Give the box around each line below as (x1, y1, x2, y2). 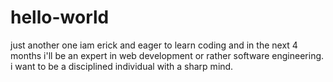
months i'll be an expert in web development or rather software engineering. (10, 49, 325, 61)
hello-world (10, 6, 110, 29)
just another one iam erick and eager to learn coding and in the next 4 (10, 39, 298, 51)
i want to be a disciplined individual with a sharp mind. (10, 60, 234, 72)
